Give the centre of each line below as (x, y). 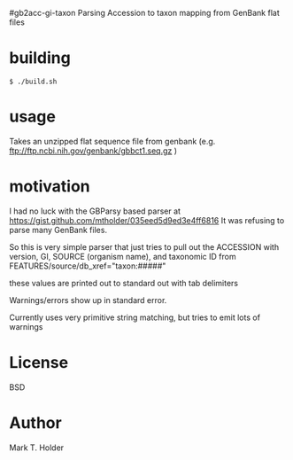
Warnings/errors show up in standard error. (88, 300)
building (40, 58)
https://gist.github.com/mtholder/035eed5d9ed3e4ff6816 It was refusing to (147, 220)
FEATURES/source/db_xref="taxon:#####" (88, 266)
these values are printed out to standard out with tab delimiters (124, 283)
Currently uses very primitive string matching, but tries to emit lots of (135, 317)
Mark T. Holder (37, 448)
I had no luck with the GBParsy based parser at (95, 211)
